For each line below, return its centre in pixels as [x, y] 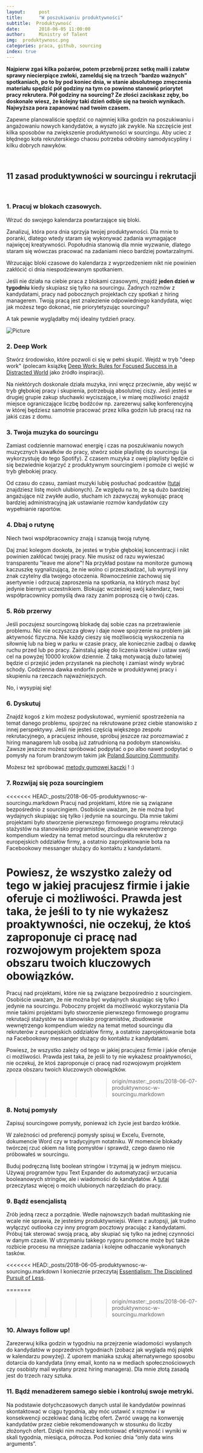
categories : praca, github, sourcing [54, 46]
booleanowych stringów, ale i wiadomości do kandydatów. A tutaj [88, 1179]
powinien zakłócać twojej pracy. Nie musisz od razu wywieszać [86, 556]
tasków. [16, 1253]
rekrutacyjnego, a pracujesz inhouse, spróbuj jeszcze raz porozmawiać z [98, 736]
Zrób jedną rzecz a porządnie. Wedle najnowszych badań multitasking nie [98, 1214]
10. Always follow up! [38, 1330]
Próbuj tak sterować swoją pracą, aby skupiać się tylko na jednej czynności [100, 1234]
